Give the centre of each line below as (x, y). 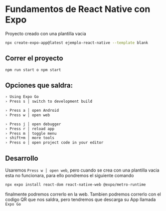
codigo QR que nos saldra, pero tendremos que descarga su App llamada (81, 199)
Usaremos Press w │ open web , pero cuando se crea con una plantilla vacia (82, 170)
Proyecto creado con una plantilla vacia (46, 33)
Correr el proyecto (34, 58)
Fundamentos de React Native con (78, 9)
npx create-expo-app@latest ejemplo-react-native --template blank (77, 43)
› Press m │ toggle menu (31, 133)
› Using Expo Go (22, 97)
